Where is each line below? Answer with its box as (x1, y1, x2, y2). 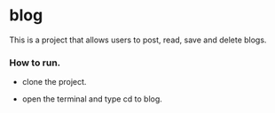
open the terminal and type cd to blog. (21, 94, 162, 104)
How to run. (9, 56, 61, 69)
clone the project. (21, 77, 87, 87)
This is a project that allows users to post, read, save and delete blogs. (9, 34, 267, 45)
